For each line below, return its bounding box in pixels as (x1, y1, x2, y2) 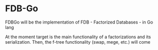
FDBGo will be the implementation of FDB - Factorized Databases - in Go (5, 19, 153, 25)
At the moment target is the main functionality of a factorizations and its (5, 34, 151, 40)
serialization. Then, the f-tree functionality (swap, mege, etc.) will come (5, 39, 151, 45)
